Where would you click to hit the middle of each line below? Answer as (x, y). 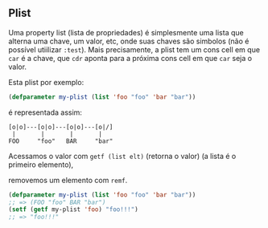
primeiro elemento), (41, 165)
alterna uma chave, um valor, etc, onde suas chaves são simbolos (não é (129, 41)
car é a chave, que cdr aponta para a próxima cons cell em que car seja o (130, 58)
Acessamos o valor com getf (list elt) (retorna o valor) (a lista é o (122, 156)
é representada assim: (45, 112)
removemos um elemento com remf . (68, 180)
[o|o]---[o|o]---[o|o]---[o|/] (61, 127)
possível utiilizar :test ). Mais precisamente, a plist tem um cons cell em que (134, 49)
